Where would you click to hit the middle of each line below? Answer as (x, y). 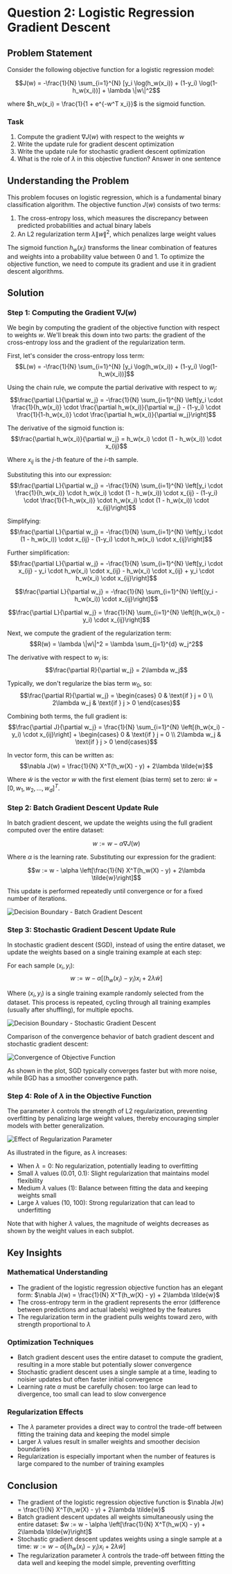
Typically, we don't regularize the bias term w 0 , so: (80, 684)
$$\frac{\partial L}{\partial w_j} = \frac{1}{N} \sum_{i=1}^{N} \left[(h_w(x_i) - (116, 612)
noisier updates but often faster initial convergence (90, 1379)
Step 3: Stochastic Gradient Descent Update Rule (91, 930)
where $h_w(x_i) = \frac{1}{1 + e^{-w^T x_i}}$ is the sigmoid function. (107, 104)
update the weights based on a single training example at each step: (105, 952)
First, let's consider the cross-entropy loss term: (76, 356)
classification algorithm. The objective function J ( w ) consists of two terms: (114, 205)
